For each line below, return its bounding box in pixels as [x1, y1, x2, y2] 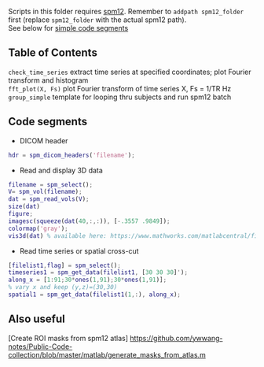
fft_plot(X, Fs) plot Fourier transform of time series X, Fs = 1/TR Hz [8, 83, 232, 93]
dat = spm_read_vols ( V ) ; [8, 195, 90, 203]
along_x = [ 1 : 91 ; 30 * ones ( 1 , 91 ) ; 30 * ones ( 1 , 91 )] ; [8, 276, 167, 284]
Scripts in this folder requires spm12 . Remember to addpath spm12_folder [8, 7, 244, 16]
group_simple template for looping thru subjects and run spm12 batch [8, 92, 232, 102]
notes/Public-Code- [8, 342, 73, 351]
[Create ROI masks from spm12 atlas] [8, 333, 128, 343]
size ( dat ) [8, 202, 41, 211]
